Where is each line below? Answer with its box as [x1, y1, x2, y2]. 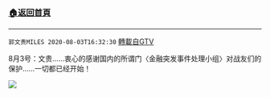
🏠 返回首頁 [8, 6, 51, 18]
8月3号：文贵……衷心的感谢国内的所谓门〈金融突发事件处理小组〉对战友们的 [8, 54, 262, 63]
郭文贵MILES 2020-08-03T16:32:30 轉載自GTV [8, 37, 154, 46]
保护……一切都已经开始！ [8, 64, 92, 74]
